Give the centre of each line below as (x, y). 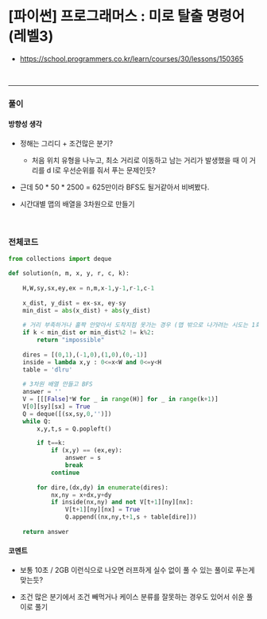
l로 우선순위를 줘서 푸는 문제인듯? (104, 170)
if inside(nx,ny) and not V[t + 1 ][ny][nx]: (122, 502)
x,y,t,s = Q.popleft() (74, 429)
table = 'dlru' (48, 370)
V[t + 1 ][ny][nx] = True (103, 510)
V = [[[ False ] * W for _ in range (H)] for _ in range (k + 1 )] (120, 399)
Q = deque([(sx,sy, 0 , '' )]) (67, 414)
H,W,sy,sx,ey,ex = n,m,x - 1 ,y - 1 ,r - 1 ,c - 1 (89, 288)
